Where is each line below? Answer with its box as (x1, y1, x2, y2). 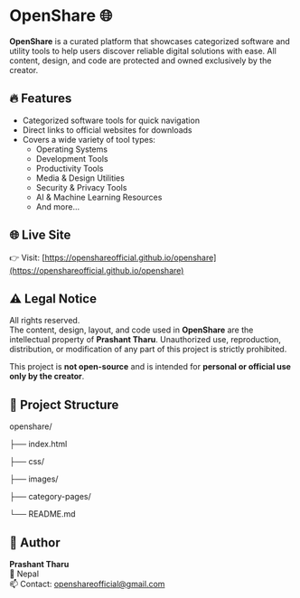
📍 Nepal (9, 568, 39, 579)
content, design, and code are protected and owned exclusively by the (9, 55, 272, 66)
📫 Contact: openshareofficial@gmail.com (9, 579, 165, 589)
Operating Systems (35, 144, 108, 154)
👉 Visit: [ (9, 252, 45, 263)
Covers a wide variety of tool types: (22, 134, 156, 145)
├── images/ (9, 473, 59, 484)
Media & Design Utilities (35, 173, 125, 183)
